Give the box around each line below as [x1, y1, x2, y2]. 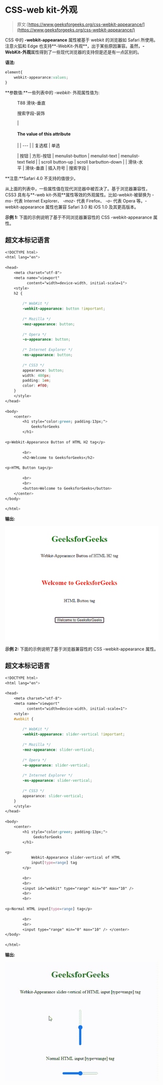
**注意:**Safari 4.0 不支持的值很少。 [5, 175, 78, 181]
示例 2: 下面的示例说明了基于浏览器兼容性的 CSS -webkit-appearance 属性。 [5, 646, 159, 652]
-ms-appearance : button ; [22, 352, 73, 358]
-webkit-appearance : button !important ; [22, 306, 106, 312]
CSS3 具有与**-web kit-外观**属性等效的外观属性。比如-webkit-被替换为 [5, 192, 151, 198]
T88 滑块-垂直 [17, 100, 46, 106]
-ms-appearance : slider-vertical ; [22, 778, 92, 783]
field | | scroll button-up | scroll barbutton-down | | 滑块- [26, 159, 139, 165]
